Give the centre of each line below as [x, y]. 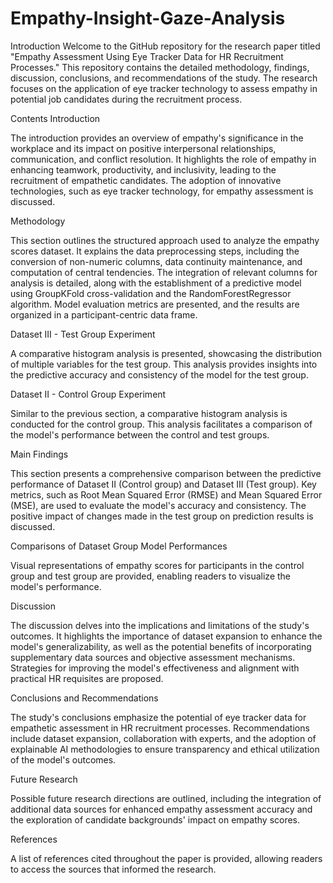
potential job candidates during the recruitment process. [126, 99]
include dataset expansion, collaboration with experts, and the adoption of [163, 738]
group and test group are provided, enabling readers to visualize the [150, 576]
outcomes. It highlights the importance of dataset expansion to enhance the [166, 636]
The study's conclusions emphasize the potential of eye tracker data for [158, 717]
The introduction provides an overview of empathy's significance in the [157, 138]
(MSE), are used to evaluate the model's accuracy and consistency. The [158, 505]
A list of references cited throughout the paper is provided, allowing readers [166, 858]
